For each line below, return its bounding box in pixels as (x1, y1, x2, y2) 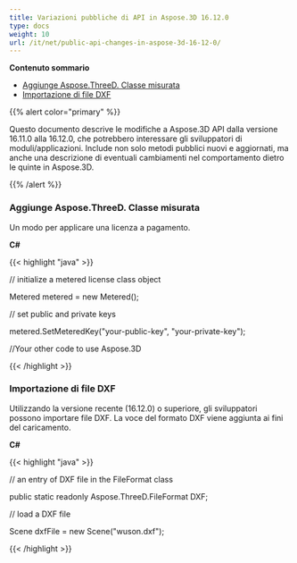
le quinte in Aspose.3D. (9, 162, 95, 172)
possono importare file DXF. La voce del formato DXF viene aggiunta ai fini (9, 412, 284, 423)
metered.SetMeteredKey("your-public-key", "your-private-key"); (9, 325, 246, 336)
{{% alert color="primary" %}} (9, 106, 121, 117)
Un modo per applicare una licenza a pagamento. (9, 222, 191, 232)
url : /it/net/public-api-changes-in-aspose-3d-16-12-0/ (9, 38, 221, 47)
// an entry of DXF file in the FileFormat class (9, 474, 174, 484)
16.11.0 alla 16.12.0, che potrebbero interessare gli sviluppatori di (9, 133, 243, 144)
